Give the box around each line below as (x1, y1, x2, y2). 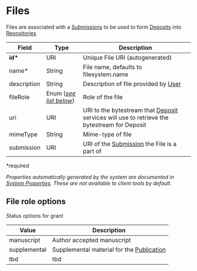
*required (6, 162, 29, 169)
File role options (6, 197, 66, 207)
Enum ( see (46, 89, 76, 97)
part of (83, 147, 101, 155)
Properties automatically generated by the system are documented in (6, 173, 174, 180)
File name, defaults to (83, 63, 142, 71)
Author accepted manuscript (52, 236, 131, 244)
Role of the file (83, 92, 123, 101)
